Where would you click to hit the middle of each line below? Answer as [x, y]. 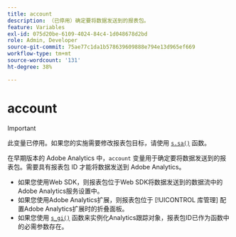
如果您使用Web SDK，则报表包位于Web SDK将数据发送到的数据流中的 [120, 181]
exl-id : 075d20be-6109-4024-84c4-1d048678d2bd [77, 34]
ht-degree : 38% [30, 67]
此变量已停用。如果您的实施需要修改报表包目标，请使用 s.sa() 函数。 [109, 142]
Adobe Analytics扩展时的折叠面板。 [76, 209]
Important [22, 128]
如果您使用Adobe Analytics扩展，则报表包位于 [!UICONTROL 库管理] [118, 199]
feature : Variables [36, 27]
